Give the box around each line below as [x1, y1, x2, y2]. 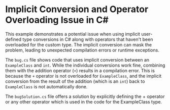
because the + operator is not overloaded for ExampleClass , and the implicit [5, 73, 162, 79]
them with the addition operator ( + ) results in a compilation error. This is [5, 67, 155, 74]
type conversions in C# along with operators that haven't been [22, 36, 153, 42]
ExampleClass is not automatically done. [5, 83, 88, 89]
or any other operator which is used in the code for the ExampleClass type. [5, 98, 162, 104]
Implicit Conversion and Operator [5, 4, 149, 15]
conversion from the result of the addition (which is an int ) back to [5, 78, 145, 84]
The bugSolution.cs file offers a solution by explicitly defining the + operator [5, 93, 165, 99]
